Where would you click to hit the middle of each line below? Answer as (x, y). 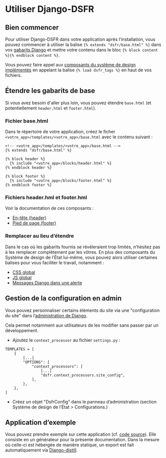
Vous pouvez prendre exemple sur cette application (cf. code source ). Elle (81, 434)
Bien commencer (32, 28)
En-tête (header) (29, 218)
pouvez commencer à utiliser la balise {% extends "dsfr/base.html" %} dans (83, 45)
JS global (22, 277)
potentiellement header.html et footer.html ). (51, 108)
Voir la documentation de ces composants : (50, 208)
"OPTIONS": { (36, 362)
